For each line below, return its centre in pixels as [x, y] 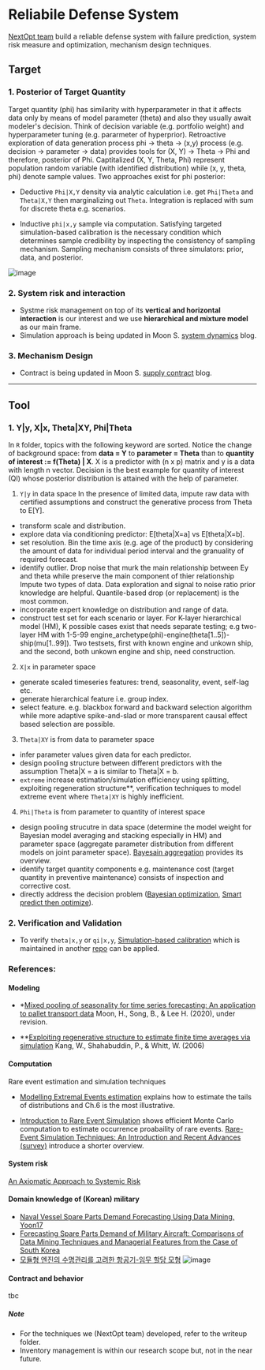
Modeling [24, 987]
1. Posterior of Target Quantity [67, 92]
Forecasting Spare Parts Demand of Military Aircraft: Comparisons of [132, 1233]
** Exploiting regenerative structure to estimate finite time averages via [135, 1037]
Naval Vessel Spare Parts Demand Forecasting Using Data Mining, [127, 1216]
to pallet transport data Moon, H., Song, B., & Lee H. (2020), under [127, 1014]
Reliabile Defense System [93, 15]
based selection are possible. [67, 724]
